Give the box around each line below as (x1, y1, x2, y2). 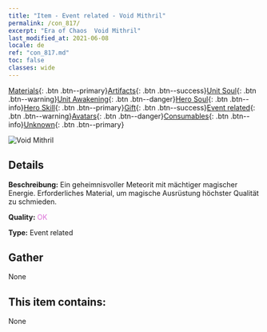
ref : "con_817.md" (8, 49, 70, 57)
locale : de (8, 42, 45, 50)
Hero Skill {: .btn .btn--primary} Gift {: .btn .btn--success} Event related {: (23, 102, 256, 112)
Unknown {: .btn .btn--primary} (23, 119, 125, 129)
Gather (8, 250, 44, 264)
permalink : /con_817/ (8, 19, 81, 27)
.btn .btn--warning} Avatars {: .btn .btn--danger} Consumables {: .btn (8, 111, 229, 121)
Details (8, 158, 44, 172)
